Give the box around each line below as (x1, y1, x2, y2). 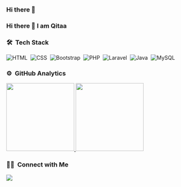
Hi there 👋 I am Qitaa (6, 21, 67, 30)
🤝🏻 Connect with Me (6, 160, 69, 169)
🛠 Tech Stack (6, 38, 49, 46)
